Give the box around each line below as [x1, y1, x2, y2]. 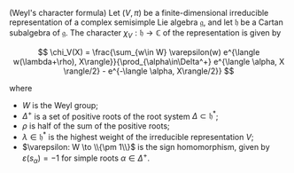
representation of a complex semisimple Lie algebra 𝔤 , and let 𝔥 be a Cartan [9, 17, 283, 28]
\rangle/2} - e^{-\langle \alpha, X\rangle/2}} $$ [63, 66, 235, 76]
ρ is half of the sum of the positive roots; [21, 121, 170, 131]
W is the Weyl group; [21, 99, 99, 110]
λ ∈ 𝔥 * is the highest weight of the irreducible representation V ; [21, 130, 254, 143]
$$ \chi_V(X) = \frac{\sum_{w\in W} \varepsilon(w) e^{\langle [37, 46, 260, 57]
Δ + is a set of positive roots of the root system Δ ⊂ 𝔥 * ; [21, 109, 219, 122]
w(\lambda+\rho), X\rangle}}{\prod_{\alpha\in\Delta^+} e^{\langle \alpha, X [12, 56, 285, 67]
